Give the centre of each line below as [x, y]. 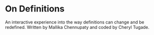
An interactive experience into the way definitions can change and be [75, 22]
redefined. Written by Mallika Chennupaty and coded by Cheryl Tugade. [77, 27]
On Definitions [35, 9]
